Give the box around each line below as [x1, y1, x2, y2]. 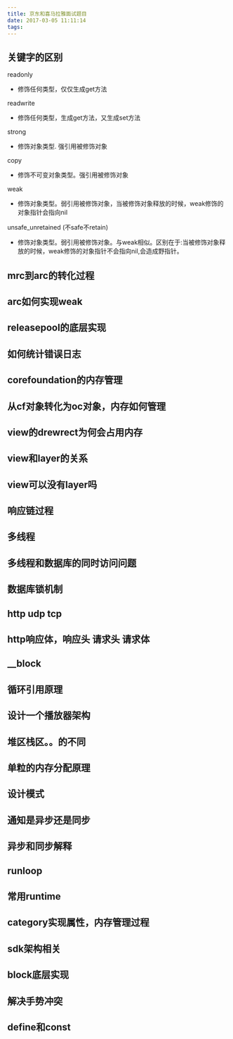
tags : [7, 23, 23, 30]
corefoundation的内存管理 [7, 374, 123, 386]
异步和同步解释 [7, 840, 72, 852]
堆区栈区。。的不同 [7, 735, 86, 747]
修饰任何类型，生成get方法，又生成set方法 [17, 113, 141, 122]
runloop [7, 864, 43, 877]
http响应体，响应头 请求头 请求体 [7, 633, 150, 645]
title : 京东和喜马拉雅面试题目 [7, 10, 87, 18]
